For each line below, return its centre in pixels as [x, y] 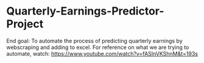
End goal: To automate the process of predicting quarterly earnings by [94, 41]
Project [25, 24]
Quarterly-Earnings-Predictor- [85, 11]
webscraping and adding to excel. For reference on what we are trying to [98, 47]
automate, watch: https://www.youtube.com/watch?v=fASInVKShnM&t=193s [102, 53]
